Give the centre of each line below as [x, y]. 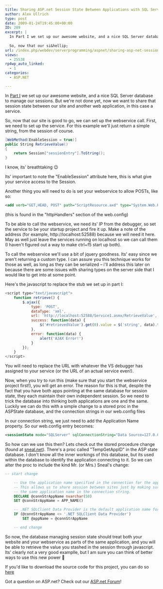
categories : [17, 73]
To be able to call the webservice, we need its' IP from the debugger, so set [81, 224]
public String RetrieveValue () [37, 144]
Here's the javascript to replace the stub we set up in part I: [64, 284]
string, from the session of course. [40, 131]
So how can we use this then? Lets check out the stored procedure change [80, 444]
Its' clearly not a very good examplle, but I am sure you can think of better [79, 552]
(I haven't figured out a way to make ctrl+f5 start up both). [63, 245]
